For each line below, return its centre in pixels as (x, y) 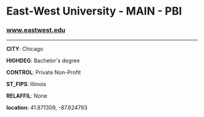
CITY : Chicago (25, 49)
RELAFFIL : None (27, 96)
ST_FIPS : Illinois (26, 84)
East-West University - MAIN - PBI (94, 11)
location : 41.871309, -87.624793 (47, 108)
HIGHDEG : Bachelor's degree (43, 61)
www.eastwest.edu (36, 30)
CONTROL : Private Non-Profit (44, 72)
